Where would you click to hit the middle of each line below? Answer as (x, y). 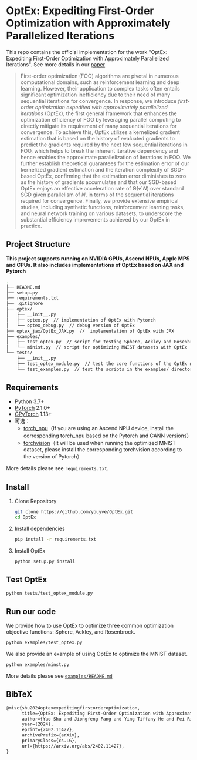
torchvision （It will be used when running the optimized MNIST (99, 443)
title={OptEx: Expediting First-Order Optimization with (93, 713)
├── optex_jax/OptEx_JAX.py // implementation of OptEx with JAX (90, 331)
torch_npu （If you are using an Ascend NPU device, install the (98, 428)
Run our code (31, 612)
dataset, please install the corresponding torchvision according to (103, 450)
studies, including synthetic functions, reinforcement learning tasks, (102, 207)
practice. (31, 226)
